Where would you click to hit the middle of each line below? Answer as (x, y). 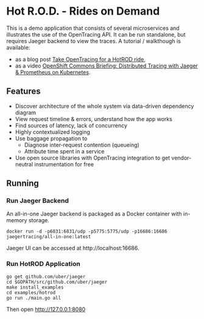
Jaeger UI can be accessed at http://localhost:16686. (73, 248)
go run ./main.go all (34, 298)
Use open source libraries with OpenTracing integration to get (93, 158)
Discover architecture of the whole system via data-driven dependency (104, 106)
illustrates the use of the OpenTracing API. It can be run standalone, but (96, 34)
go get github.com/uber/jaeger (46, 276)
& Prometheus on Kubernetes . (53, 72)
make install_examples (35, 287)
